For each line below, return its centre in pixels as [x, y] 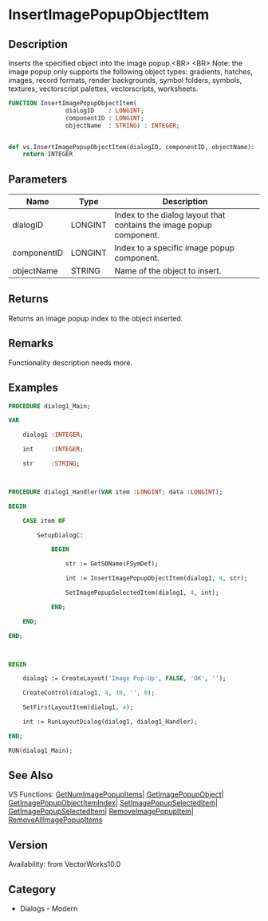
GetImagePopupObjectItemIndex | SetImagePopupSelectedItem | [113, 803]
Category [32, 890]
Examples [33, 388]
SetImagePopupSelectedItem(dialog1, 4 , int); [142, 592]
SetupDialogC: [60, 535]
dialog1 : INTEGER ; [53, 435]
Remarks [31, 343]
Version [28, 845]
